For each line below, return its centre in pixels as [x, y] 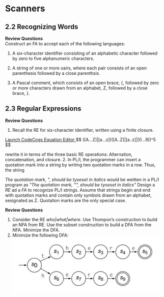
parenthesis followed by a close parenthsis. [56, 73]
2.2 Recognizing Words [42, 27]
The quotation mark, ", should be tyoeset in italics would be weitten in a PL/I [82, 179]
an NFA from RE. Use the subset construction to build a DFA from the [82, 225]
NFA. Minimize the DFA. [36, 230]
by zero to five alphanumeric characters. [53, 59]
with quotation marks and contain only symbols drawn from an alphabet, [78, 195]
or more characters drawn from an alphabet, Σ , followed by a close [80, 88]
